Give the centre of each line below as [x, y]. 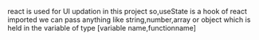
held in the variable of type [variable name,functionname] [102, 28]
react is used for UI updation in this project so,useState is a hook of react [128, 11]
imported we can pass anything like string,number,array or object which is [129, 20]
